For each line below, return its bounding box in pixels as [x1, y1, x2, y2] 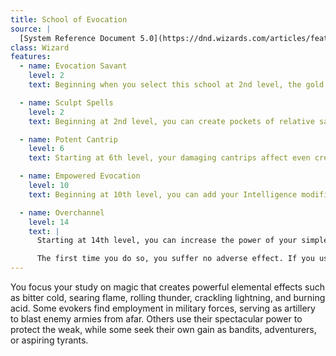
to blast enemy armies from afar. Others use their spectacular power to [10, 313, 303, 325]
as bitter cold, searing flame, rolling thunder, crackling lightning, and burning [10, 292, 326, 303]
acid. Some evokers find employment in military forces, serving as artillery [10, 302, 316, 314]
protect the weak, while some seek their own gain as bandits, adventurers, [10, 324, 317, 335]
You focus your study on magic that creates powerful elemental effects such [10, 281, 326, 293]
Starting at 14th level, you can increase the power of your [36, 236, 298, 246]
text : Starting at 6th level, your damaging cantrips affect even [28, 153, 311, 163]
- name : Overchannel [19, 207, 105, 218]
